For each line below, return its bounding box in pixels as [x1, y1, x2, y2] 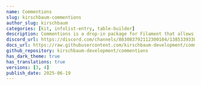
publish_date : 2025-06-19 [6, 70, 71, 76]
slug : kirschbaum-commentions [6, 14, 82, 20]
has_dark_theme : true [6, 53, 60, 59]
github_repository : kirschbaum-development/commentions [6, 48, 148, 54]
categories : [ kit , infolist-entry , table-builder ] [6, 25, 135, 32]
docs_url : [6, 42, 31, 48]
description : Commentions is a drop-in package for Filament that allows [6, 31, 194, 37]
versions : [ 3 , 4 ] [6, 64, 50, 71]
